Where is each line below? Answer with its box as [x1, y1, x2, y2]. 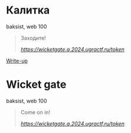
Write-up [6, 57, 28, 64]
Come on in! [20, 108, 51, 115]
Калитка [6, 4, 50, 17]
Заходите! [20, 34, 46, 41]
